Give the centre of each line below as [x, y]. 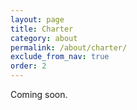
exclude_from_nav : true [60, 57]
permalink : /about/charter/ [69, 47]
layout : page [37, 19]
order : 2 [28, 66]
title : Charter [42, 29]
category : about [44, 38]
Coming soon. [39, 94]
